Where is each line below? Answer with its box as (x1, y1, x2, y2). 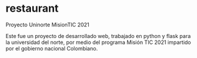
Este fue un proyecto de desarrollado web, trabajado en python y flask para (5, 32, 191, 39)
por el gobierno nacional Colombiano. (5, 45, 98, 52)
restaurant (5, 2, 59, 15)
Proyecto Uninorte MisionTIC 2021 (5, 21, 90, 28)
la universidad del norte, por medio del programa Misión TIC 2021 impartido (5, 39, 191, 46)
